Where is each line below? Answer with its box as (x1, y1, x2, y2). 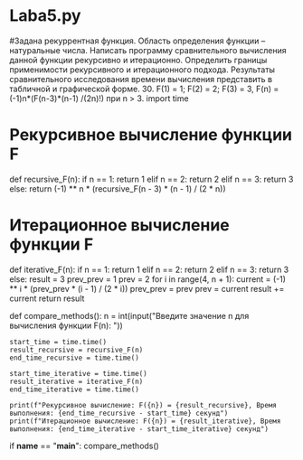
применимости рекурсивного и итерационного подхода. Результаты (9, 64, 276, 75)
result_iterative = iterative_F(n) (9, 377, 144, 386)
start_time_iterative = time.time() (9, 369, 147, 378)
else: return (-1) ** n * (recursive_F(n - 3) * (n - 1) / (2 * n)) (9, 183, 226, 194)
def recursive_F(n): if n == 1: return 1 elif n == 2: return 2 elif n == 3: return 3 (9, 174, 294, 184)
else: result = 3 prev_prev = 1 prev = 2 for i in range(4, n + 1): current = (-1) (9, 273, 287, 285)
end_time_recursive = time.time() (9, 353, 140, 362)
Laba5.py (9, 5, 81, 26)
